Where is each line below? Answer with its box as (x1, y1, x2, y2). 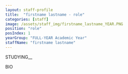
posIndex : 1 (5, 31, 30, 36)
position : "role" (5, 26, 42, 31)
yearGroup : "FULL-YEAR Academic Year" (5, 36, 87, 41)
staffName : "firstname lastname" (5, 40, 76, 45)
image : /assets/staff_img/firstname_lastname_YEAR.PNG (5, 21, 123, 27)
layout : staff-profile (5, 7, 53, 13)
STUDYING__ (5, 54, 33, 60)
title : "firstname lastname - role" (5, 12, 85, 17)
